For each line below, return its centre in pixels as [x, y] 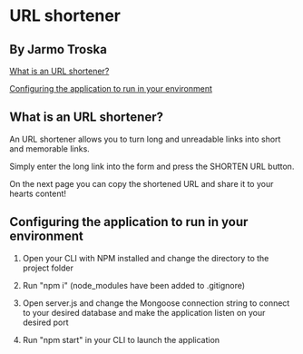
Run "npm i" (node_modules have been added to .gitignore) [134, 285]
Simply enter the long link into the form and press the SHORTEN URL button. [152, 166]
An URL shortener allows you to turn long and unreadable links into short [145, 139]
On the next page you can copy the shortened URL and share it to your [142, 183]
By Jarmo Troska [58, 49]
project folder [48, 268]
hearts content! [38, 193]
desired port [46, 322]
